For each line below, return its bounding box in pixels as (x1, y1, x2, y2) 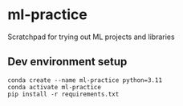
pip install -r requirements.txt (7, 90, 120, 98)
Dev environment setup (7, 55, 128, 69)
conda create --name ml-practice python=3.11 (7, 76, 162, 84)
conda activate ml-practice (7, 83, 102, 91)
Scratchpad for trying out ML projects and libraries (7, 32, 175, 41)
